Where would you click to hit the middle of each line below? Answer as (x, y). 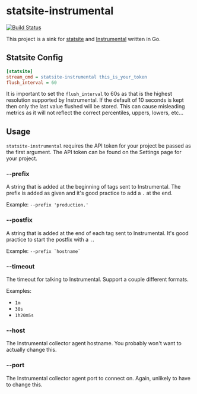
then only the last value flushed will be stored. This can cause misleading (96, 107)
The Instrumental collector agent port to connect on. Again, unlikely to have (99, 378)
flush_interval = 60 (32, 82)
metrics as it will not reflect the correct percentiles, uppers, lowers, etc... (95, 113)
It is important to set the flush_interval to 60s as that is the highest (89, 94)
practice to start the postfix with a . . (50, 239)
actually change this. (32, 350)
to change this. (24, 384)
